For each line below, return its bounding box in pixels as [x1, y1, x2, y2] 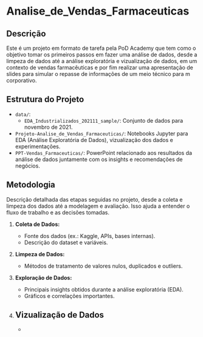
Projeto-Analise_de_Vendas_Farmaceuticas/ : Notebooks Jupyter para [15, 129, 188, 137]
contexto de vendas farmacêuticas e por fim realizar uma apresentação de [6, 64, 193, 71]
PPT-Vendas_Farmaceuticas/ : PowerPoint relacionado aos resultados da [15, 149, 193, 156]
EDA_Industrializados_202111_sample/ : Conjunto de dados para [24, 117, 184, 124]
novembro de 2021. [24, 123, 73, 131]
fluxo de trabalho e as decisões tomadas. [6, 208, 109, 216]
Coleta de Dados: [15, 220, 60, 228]
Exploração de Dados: [15, 274, 72, 281]
